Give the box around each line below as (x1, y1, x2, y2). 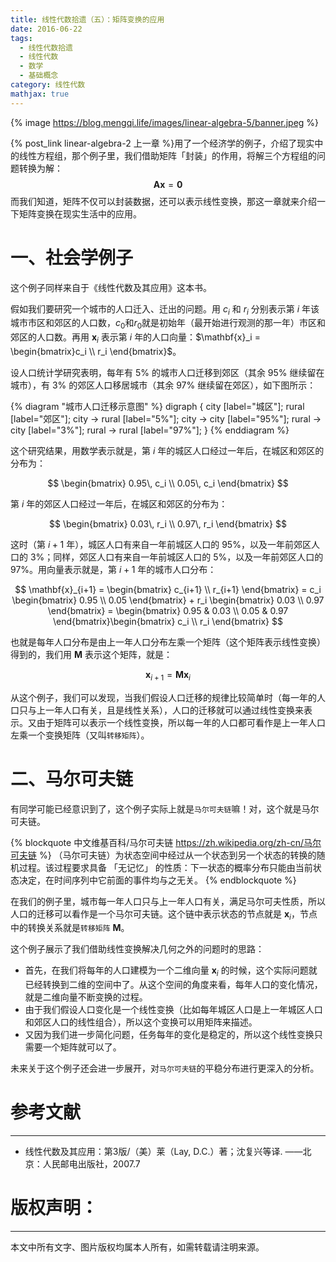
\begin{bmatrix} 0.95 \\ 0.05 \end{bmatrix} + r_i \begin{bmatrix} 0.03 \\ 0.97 (11, 594, 325, 606)
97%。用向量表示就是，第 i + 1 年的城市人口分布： (10, 563, 217, 575)
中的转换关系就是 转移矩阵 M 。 (10, 922, 130, 934)
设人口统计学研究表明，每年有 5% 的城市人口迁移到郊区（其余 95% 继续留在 (10, 366, 325, 378)
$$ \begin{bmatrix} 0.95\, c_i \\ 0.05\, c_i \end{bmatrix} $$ (47, 477, 289, 489)
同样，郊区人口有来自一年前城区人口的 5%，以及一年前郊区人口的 (53, 551, 324, 563)
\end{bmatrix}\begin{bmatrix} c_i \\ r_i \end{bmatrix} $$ (53, 615, 283, 627)
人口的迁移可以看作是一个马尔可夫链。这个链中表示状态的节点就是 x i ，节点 (10, 907, 318, 922)
